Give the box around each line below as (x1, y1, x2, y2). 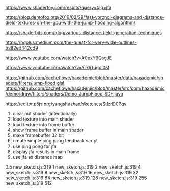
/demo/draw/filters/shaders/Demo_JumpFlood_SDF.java (5, 91, 123, 97)
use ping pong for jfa (12, 143, 57, 149)
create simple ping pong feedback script (12, 138, 98, 144)
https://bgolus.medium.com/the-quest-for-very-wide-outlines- (5, 39, 137, 45)
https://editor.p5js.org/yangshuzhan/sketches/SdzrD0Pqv (5, 101, 127, 107)
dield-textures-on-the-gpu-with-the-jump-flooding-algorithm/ (5, 20, 136, 26)
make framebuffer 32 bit (12, 132, 64, 138)
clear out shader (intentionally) (12, 111, 77, 116)
